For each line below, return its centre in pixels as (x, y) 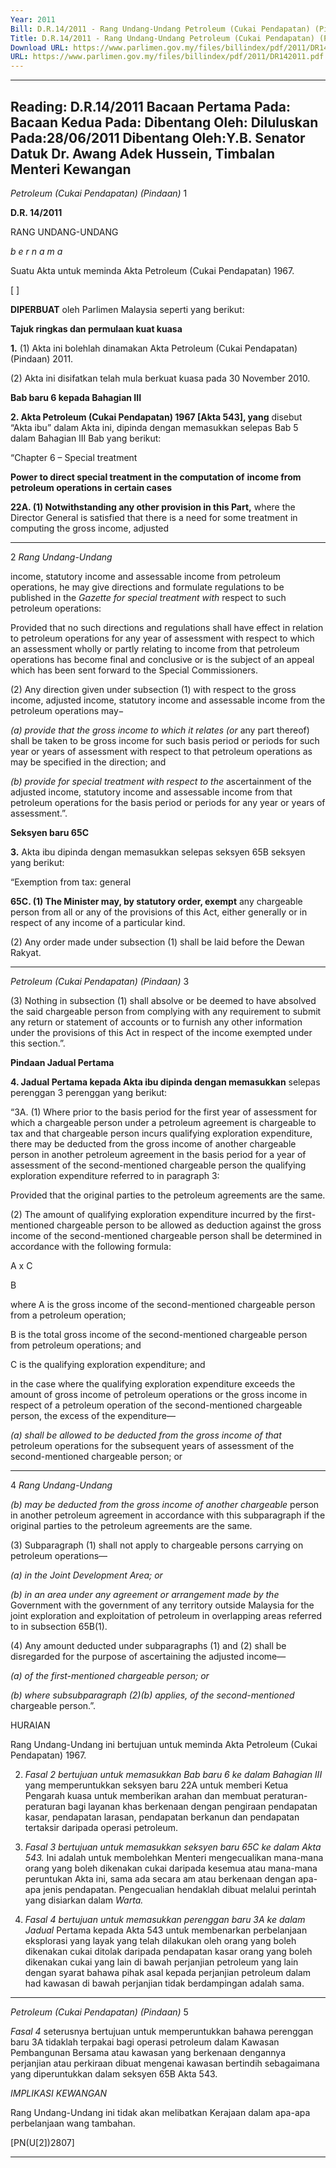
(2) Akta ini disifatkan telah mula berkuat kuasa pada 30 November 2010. (160, 378)
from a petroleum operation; (68, 1315)
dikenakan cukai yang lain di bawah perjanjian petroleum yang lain (161, 1962)
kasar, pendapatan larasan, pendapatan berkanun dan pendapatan (162, 1817)
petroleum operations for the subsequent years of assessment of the (152, 1445)
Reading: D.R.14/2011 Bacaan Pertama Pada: (151, 106)
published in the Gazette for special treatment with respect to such (148, 597)
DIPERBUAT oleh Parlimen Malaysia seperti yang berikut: (127, 309)
